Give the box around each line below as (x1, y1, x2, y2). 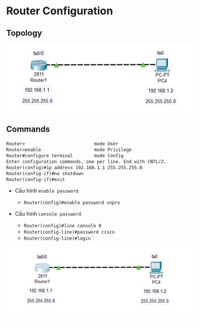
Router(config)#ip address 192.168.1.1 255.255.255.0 (6, 164, 143, 170)
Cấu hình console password (14, 210, 82, 217)
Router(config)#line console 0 (23, 222, 102, 229)
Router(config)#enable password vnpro (23, 200, 120, 206)
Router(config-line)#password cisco (23, 229, 115, 235)
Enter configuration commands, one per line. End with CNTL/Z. (6, 159, 167, 164)
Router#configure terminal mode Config (6, 153, 124, 159)
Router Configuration (6, 4, 113, 18)
